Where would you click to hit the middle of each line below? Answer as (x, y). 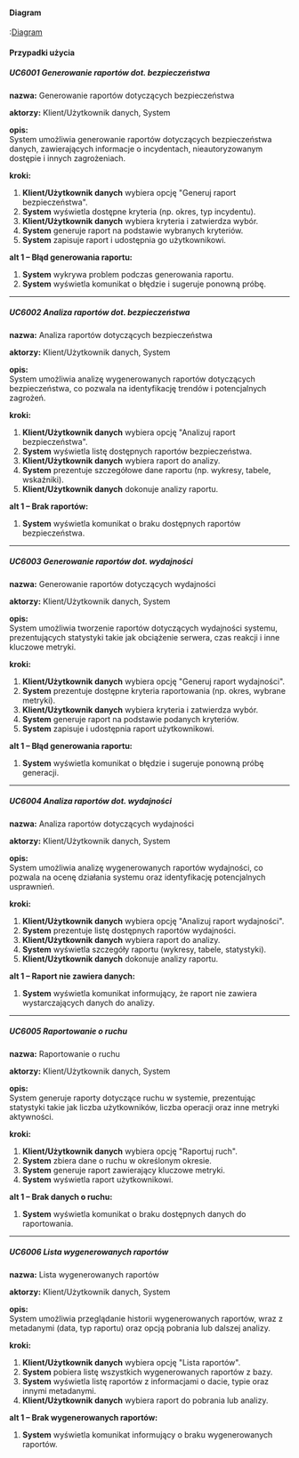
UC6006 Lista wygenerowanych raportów (89, 1252)
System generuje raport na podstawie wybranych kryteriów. (133, 230)
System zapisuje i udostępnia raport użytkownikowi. (118, 729)
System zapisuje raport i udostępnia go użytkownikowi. (124, 239)
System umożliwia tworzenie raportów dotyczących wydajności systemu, (144, 628)
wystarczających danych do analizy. (89, 1003)
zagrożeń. (28, 398)
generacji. (40, 772)
